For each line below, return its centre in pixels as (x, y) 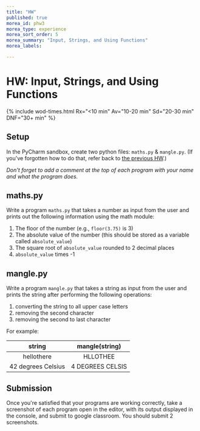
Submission (29, 388)
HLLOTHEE (99, 357)
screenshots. (22, 422)
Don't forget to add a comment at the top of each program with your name (100, 170)
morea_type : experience (36, 29)
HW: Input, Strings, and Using (83, 81)
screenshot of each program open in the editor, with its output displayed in (100, 410)
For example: (23, 331)
